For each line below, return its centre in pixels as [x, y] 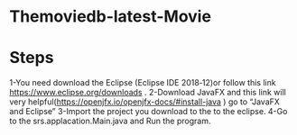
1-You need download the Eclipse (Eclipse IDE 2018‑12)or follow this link [143, 83]
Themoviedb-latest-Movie [111, 17]
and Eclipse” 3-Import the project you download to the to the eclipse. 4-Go [148, 112]
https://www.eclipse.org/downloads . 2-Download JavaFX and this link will [148, 93]
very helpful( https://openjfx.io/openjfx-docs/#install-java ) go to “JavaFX [144, 102]
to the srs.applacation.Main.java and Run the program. [110, 121]
